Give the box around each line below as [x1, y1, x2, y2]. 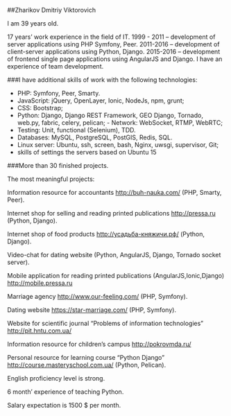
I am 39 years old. [7, 19, 59, 27]
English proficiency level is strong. [7, 374, 105, 382]
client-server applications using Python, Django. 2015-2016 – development [7, 48, 221, 55]
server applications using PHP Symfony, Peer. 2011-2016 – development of [7, 40, 220, 48]
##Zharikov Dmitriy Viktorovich [7, 6, 96, 14]
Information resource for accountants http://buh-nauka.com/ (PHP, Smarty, [7, 189, 222, 196]
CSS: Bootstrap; [17, 104, 64, 112]
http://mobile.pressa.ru [7, 279, 73, 287]
